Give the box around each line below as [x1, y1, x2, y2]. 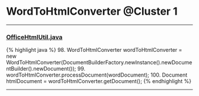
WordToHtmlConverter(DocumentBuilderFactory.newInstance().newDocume [6, 59, 192, 66]
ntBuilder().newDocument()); [6, 65, 76, 72]
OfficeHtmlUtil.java [6, 33, 63, 41]
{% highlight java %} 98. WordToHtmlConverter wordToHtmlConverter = [6, 47, 182, 54]
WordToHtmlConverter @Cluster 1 [6, 5, 178, 18]
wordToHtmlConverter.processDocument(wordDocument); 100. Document [6, 71, 188, 78]
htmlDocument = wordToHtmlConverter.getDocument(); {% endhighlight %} [6, 78, 191, 85]
